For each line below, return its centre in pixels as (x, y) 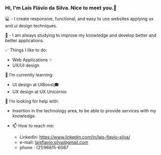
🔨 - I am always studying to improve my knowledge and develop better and (81, 35)
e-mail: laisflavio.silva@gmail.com (54, 142)
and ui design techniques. (31, 26)
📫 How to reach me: (33, 126)
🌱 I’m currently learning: (29, 75)
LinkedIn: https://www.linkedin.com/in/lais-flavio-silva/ (75, 137)
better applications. (25, 41)
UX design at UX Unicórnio (40, 92)
